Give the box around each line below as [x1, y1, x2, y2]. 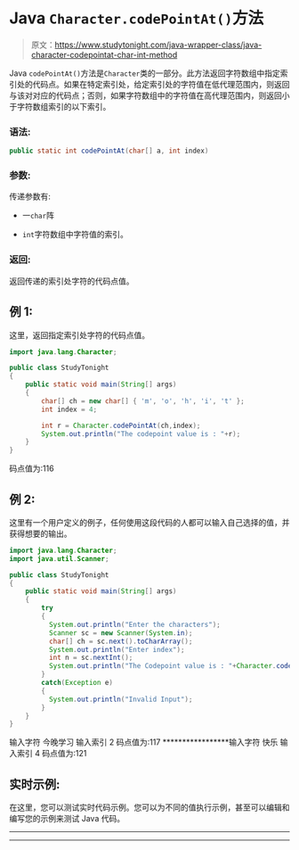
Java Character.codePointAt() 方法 [9, 8, 264, 29]
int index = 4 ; [41, 405, 98, 414]
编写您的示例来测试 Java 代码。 [9, 813, 125, 824]
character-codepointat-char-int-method [30, 49, 178, 60]
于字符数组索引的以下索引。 [9, 101, 111, 111]
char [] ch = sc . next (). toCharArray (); [48, 637, 193, 646]
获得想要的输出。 [9, 528, 72, 539]
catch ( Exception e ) [41, 679, 114, 688]
